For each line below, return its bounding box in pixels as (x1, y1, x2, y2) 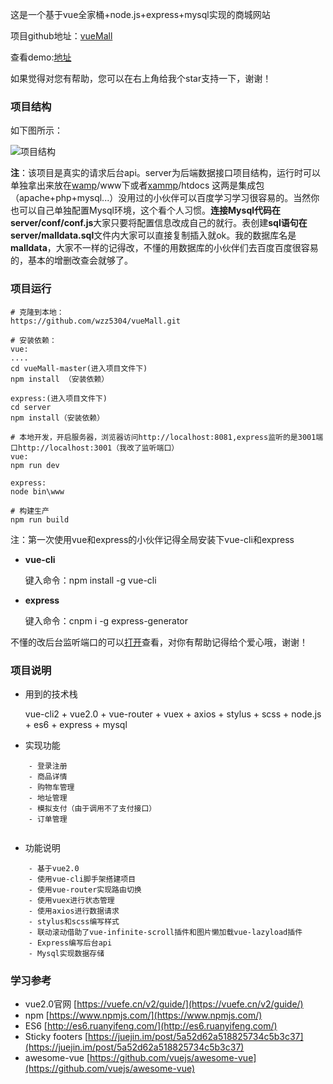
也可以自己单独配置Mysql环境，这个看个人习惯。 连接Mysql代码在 (10, 204, 282, 217)
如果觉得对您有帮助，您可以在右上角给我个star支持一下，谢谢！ (10, 73, 272, 84)
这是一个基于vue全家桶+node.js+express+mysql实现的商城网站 (10, 9, 271, 20)
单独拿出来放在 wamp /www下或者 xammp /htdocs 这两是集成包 (10, 179, 265, 192)
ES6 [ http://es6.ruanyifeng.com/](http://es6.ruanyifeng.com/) (24, 1020, 278, 1032)
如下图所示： (10, 124, 63, 137)
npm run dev (10, 460, 60, 470)
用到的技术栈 (24, 688, 78, 700)
